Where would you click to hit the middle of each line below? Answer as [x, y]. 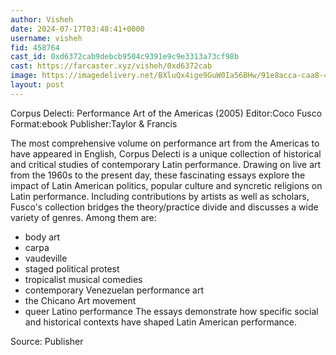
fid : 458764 [35, 47]
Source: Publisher [47, 341]
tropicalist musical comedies [83, 279]
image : [24, 76]
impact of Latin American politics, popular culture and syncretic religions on [166, 185]
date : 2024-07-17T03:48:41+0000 [77, 29]
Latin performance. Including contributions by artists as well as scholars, [160, 196]
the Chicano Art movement [80, 300]
